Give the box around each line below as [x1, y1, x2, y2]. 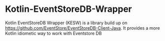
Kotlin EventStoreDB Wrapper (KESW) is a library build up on [5, 20, 128, 26]
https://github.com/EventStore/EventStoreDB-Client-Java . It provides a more [5, 25, 160, 31]
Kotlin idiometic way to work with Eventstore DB [5, 30, 102, 36]
